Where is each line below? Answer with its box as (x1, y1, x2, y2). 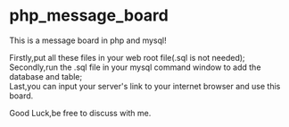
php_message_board (9, 5, 169, 26)
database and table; (9, 71, 83, 81)
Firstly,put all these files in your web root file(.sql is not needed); (9, 52, 245, 63)
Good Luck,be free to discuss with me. (9, 107, 152, 118)
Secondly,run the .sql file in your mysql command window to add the (9, 62, 261, 72)
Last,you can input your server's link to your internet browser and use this (9, 80, 281, 91)
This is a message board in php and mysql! (9, 35, 167, 46)
